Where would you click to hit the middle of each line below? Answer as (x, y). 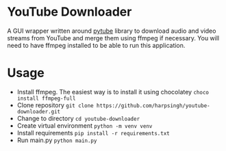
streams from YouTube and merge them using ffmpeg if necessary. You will (113, 38)
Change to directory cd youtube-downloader (78, 118)
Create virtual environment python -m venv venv (85, 125)
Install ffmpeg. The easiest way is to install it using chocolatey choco (113, 92)
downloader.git (39, 111)
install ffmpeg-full (46, 98)
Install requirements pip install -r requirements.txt (93, 133)
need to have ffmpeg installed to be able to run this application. (96, 45)
